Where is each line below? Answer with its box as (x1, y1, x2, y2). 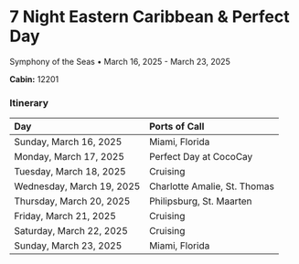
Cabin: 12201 (9, 73, 59, 84)
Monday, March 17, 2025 (14, 151, 125, 164)
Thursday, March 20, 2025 (14, 195, 131, 207)
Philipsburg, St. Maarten (149, 195, 252, 207)
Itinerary (9, 96, 48, 109)
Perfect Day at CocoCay (149, 151, 253, 164)
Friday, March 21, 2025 (14, 210, 117, 223)
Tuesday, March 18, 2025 (14, 165, 126, 178)
